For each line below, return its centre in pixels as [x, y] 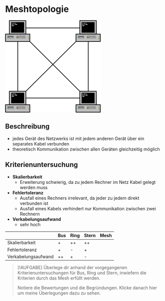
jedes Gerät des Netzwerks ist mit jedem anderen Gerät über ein [78, 139]
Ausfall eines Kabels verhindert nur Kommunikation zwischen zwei [88, 208]
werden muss [34, 187]
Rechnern [30, 214]
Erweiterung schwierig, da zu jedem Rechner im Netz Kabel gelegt [88, 182]
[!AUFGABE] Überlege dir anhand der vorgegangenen [72, 268]
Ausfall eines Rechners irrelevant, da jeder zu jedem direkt [80, 198]
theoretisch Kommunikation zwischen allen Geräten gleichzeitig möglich [86, 149]
